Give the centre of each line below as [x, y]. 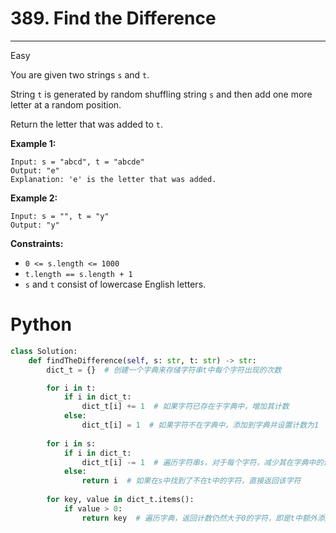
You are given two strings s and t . [80, 74]
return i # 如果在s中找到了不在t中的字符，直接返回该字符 [191, 481]
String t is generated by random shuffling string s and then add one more [161, 94]
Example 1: [33, 143]
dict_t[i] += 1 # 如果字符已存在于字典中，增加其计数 [185, 407]
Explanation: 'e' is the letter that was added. [113, 179]
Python [41, 324]
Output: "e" [35, 170]
